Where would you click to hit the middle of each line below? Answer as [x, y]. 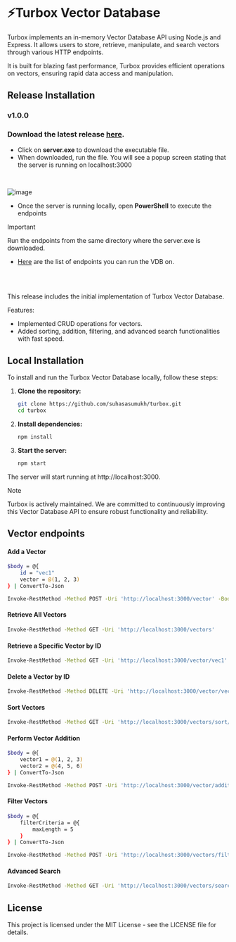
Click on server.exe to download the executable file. [93, 150]
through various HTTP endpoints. [55, 52]
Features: [21, 310]
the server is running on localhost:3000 [74, 165]
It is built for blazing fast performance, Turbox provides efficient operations [116, 65]
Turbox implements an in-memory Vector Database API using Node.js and [114, 37]
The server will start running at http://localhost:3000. [84, 477]
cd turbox [32, 411]
